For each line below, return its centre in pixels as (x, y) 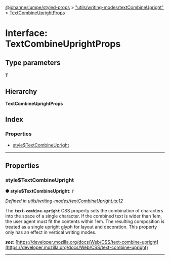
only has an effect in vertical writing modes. (51, 232)
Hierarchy (21, 91)
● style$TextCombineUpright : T (40, 191)
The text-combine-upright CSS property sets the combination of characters (84, 211)
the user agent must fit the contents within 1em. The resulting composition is (85, 221)
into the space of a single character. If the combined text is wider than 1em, (83, 216)
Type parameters (33, 63)
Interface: (27, 33)
